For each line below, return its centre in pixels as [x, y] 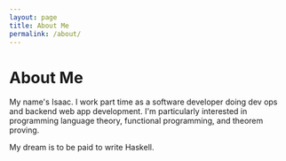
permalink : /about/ [45, 34]
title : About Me [39, 26]
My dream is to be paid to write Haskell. [82, 148]
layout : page [33, 17]
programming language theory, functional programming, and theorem [136, 121]
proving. [24, 130]
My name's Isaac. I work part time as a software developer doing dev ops [143, 102]
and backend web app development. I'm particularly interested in [128, 111]
